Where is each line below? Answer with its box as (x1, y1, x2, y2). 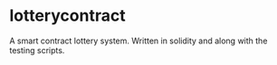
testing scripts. (9, 44, 65, 55)
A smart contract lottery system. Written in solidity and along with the (9, 35, 268, 46)
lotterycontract (9, 5, 126, 26)
